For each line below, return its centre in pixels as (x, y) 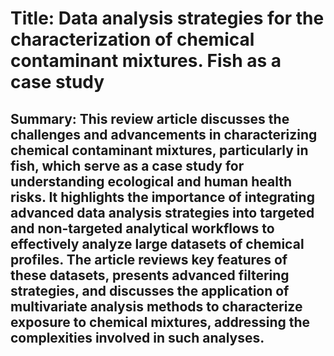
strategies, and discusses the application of (150, 290)
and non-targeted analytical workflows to (142, 228)
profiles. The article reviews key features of (149, 259)
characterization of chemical (132, 39)
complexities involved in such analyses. (137, 337)
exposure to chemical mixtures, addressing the (160, 322)
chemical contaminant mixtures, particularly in (159, 150)
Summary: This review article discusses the (150, 118)
